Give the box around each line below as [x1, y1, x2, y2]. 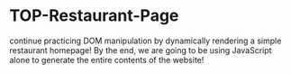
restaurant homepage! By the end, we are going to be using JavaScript [9, 44, 272, 55]
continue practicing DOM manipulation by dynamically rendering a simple [9, 35, 282, 46]
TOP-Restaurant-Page [9, 5, 179, 26]
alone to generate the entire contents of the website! [9, 54, 205, 65]
